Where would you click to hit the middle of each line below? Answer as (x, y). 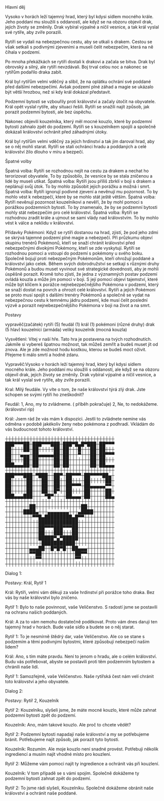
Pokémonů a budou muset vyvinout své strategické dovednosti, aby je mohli (82, 269)
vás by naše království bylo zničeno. (42, 597)
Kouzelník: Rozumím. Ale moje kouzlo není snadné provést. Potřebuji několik (82, 749)
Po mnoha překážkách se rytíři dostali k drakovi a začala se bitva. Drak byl (80, 62)
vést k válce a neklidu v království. (40, 223)
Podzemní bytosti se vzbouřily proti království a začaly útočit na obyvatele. (80, 102)
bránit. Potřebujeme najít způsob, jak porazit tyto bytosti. (62, 739)
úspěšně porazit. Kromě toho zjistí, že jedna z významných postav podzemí (81, 274)
